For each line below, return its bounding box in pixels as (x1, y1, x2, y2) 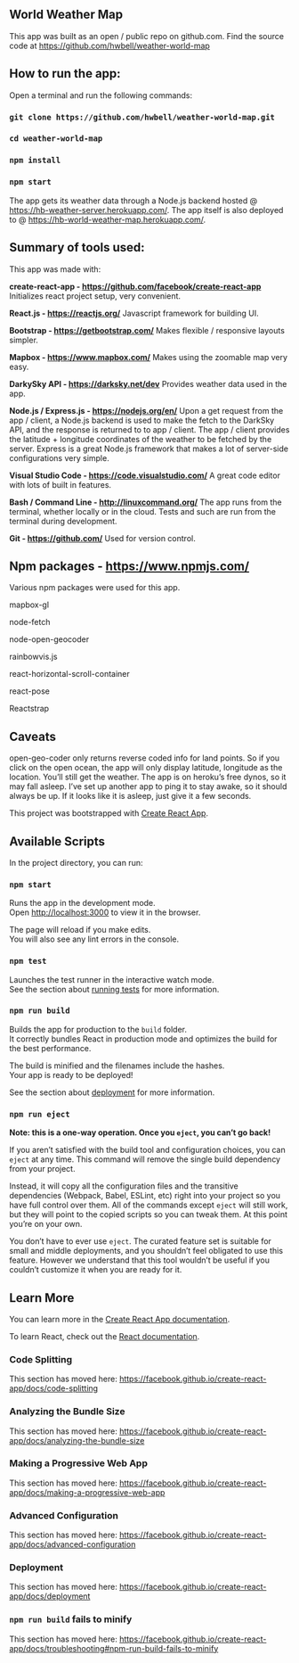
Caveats (9, 729, 56, 744)
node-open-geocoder (9, 634, 90, 645)
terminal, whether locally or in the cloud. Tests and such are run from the (9, 506, 276, 516)
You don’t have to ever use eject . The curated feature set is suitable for (9, 1236, 271, 1247)
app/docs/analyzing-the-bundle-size (9, 1435, 145, 1445)
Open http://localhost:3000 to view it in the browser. (9, 907, 201, 918)
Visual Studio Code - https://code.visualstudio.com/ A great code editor (9, 470, 280, 481)
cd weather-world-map (9, 134, 103, 144)
